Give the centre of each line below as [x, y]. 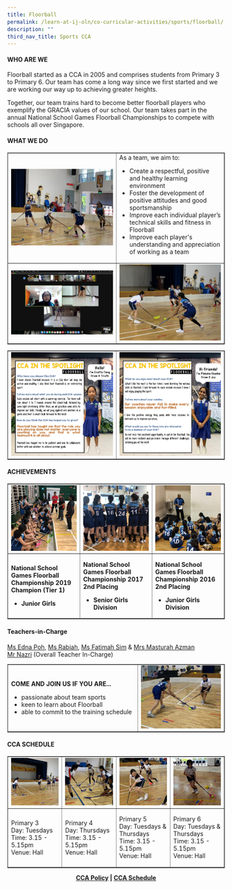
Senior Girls [110, 600]
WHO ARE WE [28, 59]
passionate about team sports [64, 697]
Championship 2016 [185, 579]
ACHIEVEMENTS [32, 472]
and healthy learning [158, 178]
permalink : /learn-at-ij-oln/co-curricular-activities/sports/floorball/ [116, 22]
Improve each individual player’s [175, 215]
